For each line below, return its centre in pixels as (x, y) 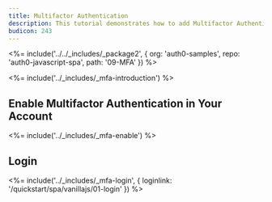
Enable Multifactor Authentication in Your (115, 103)
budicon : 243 (30, 31)
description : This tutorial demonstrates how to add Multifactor (121, 23)
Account (30, 116)
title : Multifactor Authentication (68, 16)
